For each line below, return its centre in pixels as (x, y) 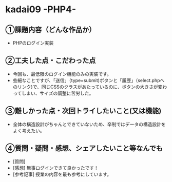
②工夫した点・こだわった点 (51, 61)
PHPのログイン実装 (33, 43)
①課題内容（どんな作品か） (51, 29)
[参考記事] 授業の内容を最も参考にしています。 (62, 174)
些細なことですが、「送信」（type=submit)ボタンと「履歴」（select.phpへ (89, 80)
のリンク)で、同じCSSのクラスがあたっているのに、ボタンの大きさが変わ (90, 87)
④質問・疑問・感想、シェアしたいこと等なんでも (84, 148)
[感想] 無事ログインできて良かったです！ (55, 168)
